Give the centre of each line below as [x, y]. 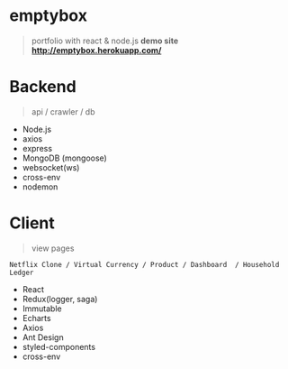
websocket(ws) [51, 167]
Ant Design [43, 337]
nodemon [40, 187]
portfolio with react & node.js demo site [105, 41]
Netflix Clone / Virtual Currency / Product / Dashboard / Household [144, 264]
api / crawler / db [63, 111]
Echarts [36, 318]
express [37, 148]
